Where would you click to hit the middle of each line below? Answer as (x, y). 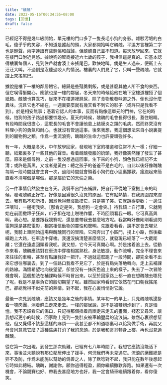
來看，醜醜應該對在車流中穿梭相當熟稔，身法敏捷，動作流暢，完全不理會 (83, 251)
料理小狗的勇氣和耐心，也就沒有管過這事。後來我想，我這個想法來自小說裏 (81, 130)
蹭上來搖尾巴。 (20, 76)
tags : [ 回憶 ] (18, 19)
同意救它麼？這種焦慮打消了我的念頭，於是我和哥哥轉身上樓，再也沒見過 (88, 330)
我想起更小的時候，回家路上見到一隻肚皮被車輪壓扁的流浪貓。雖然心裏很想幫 (83, 317)
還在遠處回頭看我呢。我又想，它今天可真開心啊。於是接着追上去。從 (88, 245)
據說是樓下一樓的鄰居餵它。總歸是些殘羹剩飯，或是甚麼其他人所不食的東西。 (83, 86)
